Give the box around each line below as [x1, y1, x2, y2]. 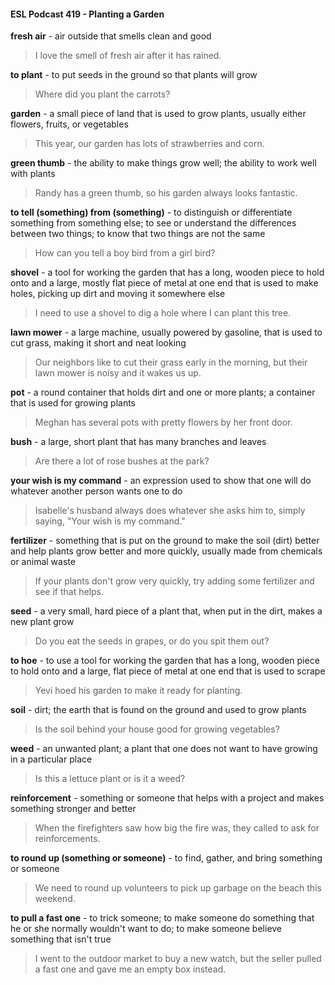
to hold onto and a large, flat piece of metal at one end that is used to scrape [10, 665, 326, 677]
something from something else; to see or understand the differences [10, 217, 297, 229]
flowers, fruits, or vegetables [10, 118, 129, 130]
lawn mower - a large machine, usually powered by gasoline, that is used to [10, 326, 323, 339]
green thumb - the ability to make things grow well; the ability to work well [10, 157, 317, 169]
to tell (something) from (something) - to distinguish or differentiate [10, 206, 293, 219]
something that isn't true [10, 933, 112, 945]
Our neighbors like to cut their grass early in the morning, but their [34, 356, 308, 369]
